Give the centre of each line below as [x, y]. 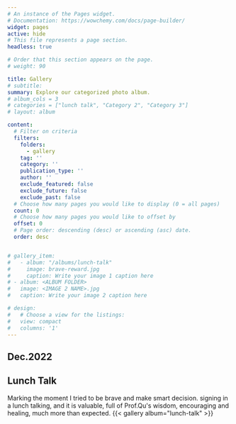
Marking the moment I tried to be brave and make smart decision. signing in [118, 398]
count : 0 [27, 211]
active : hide [27, 34]
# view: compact [34, 321]
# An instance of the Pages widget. [61, 14]
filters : [27, 138]
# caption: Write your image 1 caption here [80, 276]
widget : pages [28, 27]
